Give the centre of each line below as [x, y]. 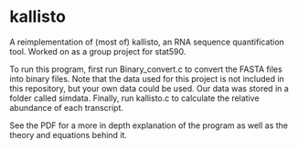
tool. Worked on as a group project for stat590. [98, 51]
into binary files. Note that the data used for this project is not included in [147, 78]
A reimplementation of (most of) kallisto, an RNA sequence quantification [147, 42]
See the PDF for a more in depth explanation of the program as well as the [149, 125]
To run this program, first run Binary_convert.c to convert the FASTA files [146, 69]
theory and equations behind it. [69, 134]
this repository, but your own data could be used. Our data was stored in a [149, 88]
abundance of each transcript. [67, 107]
